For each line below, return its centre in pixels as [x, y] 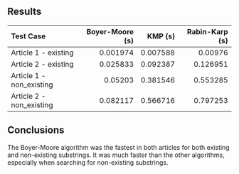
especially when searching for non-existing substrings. [88, 162]
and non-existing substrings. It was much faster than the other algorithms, [116, 155]
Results [25, 12]
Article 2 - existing [42, 64]
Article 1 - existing [42, 53]
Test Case [28, 36]
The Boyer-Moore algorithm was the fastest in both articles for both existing [118, 147]
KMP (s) [161, 36]
